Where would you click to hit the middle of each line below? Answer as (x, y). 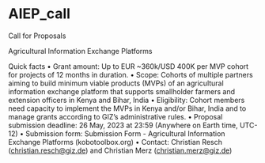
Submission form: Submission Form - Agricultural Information (125, 133)
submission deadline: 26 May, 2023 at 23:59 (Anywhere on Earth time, (123, 125)
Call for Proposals (37, 36)
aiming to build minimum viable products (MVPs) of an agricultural (116, 83)
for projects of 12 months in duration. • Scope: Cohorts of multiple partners (131, 74)
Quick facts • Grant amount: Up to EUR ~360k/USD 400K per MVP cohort (129, 66)
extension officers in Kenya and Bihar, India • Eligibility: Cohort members (127, 100)
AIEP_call (40, 14)
